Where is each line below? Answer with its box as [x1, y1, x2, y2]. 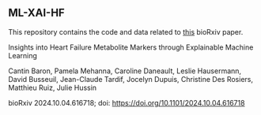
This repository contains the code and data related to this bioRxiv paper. [8, 27, 244, 36]
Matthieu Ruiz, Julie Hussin [8, 83, 97, 92]
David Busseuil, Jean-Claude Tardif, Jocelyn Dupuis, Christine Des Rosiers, [8, 74, 253, 83]
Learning [8, 50, 38, 60]
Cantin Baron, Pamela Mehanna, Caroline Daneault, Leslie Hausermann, [8, 66, 242, 76]
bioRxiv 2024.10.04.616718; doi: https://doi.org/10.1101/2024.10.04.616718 [8, 98, 245, 107]
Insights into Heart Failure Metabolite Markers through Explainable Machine [8, 43, 254, 52]
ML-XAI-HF [8, 6, 65, 20]
